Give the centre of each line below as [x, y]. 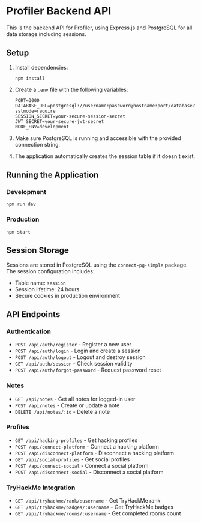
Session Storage [37, 250]
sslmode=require [35, 111]
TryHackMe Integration [41, 488]
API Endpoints [33, 314]
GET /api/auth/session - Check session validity [74, 364]
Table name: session [40, 283]
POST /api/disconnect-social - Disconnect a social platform [89, 472]
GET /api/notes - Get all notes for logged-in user [75, 399]
